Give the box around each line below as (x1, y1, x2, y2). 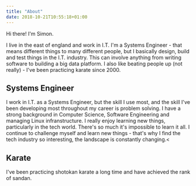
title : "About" (6, 8, 43, 15)
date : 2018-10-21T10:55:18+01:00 (6, 14, 88, 20)
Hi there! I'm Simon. (6, 30, 54, 37)
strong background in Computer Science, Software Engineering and (6, 111, 170, 118)
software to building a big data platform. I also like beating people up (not (6, 60, 183, 67)
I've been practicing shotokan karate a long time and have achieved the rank (6, 168, 191, 175)
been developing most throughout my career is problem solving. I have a (6, 105, 181, 112)
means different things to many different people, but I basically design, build (6, 47, 190, 54)
